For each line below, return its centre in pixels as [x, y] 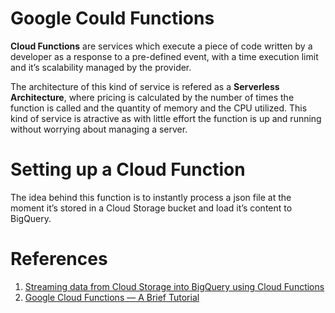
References [59, 259]
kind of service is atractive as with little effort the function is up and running [166, 118]
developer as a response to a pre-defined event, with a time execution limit [164, 56]
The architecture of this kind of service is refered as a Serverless [145, 86]
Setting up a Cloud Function [128, 169]
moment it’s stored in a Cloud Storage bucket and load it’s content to [151, 208]
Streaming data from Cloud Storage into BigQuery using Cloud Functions [174, 286]
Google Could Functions [112, 18]
